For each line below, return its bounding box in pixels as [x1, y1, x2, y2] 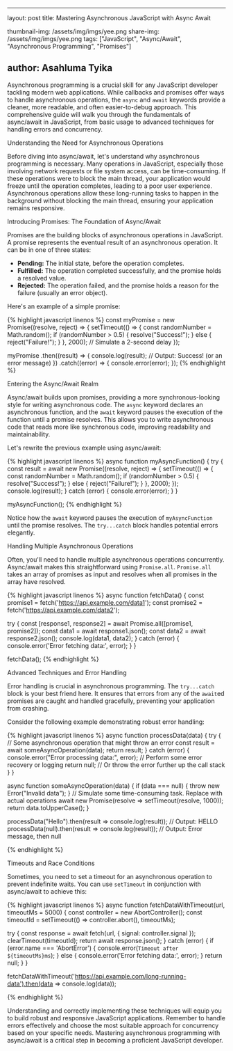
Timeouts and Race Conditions [7, 859, 95, 867]
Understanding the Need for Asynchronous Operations [7, 139, 164, 147]
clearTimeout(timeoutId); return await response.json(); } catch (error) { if [7, 936, 214, 945]
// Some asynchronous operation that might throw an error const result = [7, 738, 215, 747]
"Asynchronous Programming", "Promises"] [7, 42, 132, 50]
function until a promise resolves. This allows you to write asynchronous [7, 415, 214, 423]
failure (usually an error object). [17, 288, 107, 297]
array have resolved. [7, 577, 66, 585]
